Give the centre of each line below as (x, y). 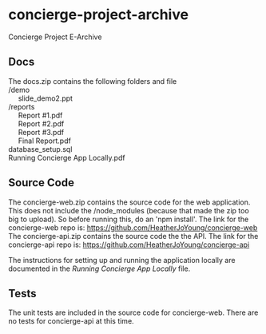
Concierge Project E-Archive (55, 37)
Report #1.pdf (40, 115)
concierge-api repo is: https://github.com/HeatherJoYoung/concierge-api (129, 245)
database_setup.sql (40, 149)
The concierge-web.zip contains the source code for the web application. (129, 202)
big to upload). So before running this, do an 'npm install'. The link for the (129, 219)
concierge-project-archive (99, 15)
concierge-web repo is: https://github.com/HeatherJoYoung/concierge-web (133, 227)
